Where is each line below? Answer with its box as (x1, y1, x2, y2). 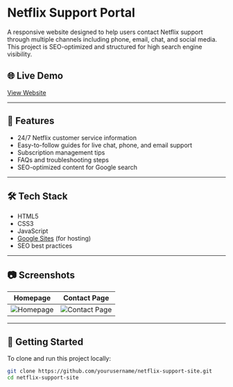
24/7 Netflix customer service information (17, 133, 137, 141)
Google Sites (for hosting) (17, 234, 92, 243)
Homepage (13, 293, 51, 303)
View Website (7, 88, 46, 96)
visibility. (7, 50, 33, 58)
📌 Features (7, 115, 55, 127)
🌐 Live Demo (7, 70, 64, 82)
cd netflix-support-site (7, 374, 79, 381)
